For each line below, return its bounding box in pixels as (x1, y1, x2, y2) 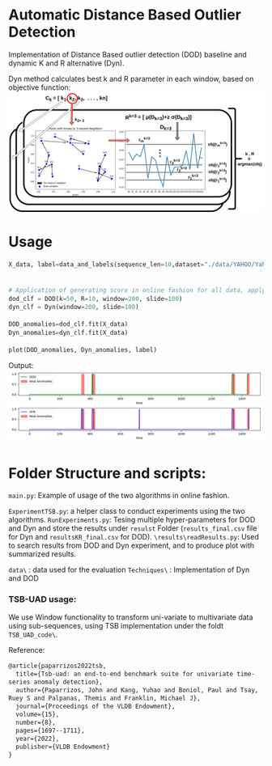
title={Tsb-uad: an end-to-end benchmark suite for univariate (15, 670, 233, 678)
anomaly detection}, (33, 678, 104, 686)
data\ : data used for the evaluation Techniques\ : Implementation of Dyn (8, 565, 250, 575)
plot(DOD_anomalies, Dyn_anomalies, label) (8, 345, 158, 353)
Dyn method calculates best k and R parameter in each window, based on (8, 74, 254, 83)
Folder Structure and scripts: (8, 463, 206, 482)
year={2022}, (15, 734, 60, 743)
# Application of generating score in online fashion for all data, (8, 286, 244, 294)
